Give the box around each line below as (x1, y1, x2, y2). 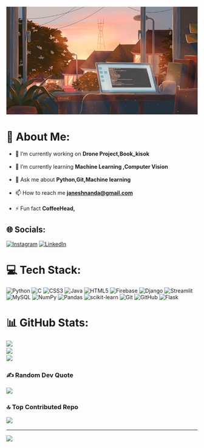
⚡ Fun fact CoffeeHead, (15, 205, 75, 212)
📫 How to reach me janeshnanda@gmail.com (15, 189, 134, 196)
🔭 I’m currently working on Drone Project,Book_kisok (15, 150, 150, 157)
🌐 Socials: (6, 224, 46, 234)
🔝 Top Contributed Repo (6, 403, 79, 412)
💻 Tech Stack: (6, 263, 81, 277)
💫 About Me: (6, 130, 70, 143)
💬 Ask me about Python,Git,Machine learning (15, 175, 131, 183)
